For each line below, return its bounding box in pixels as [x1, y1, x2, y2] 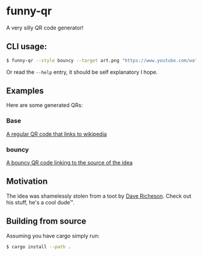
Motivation [6, 176, 48, 187]
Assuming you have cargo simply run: [6, 232, 100, 239]
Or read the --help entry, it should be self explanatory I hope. [6, 68, 158, 76]
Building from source [6, 216, 87, 227]
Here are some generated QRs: [6, 102, 83, 109]
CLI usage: [6, 41, 47, 52]
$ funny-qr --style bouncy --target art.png [6, 57, 120, 64]
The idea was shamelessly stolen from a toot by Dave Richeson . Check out [6, 192, 192, 200]
